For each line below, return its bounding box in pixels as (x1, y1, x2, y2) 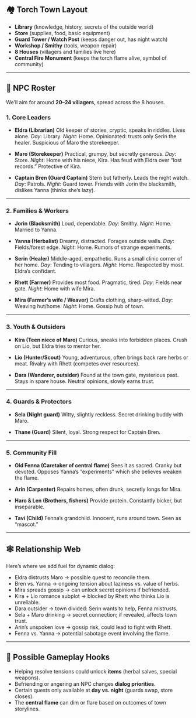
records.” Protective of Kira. (14, 163, 82, 170)
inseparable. (14, 503, 45, 511)
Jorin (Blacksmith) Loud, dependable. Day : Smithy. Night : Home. (14, 220, 172, 227)
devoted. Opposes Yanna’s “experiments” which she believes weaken (14, 468, 182, 476)
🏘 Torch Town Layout (6, 5, 88, 15)
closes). (14, 693, 34, 700)
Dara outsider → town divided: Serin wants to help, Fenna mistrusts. (14, 605, 178, 612)
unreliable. (14, 599, 40, 606)
